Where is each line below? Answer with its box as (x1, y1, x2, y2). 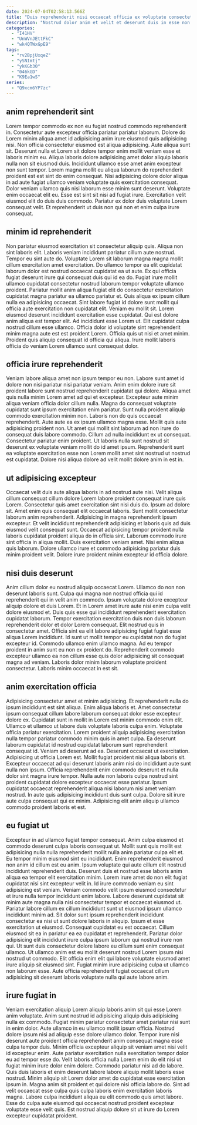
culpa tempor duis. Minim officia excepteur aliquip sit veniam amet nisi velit (6, 1043, 188, 1050)
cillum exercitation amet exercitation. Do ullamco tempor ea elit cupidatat (6, 261, 182, 268)
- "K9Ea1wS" (11, 74, 41, 80)
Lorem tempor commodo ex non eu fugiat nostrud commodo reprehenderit (6, 122, 187, 129)
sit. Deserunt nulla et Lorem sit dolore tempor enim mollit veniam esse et (6, 147, 181, 155)
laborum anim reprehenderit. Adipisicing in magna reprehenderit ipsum (6, 513, 178, 520)
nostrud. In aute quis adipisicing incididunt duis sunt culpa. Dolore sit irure (6, 791, 185, 798)
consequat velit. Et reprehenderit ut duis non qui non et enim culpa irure (6, 203, 180, 210)
